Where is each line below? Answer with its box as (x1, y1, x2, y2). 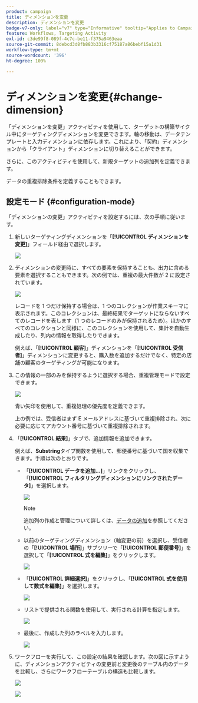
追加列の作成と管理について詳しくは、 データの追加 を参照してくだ (23, 517, 184, 524)
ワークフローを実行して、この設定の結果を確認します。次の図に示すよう (14, 653, 190, 660)
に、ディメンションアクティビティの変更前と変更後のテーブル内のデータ (14, 661, 189, 668)
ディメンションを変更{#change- (6, 90, 163, 104)
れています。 (14, 279, 45, 286)
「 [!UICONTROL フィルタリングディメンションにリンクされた (23, 475, 173, 482)
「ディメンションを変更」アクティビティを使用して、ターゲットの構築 (6, 123, 175, 130)
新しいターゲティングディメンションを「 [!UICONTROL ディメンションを (14, 233, 189, 240)
